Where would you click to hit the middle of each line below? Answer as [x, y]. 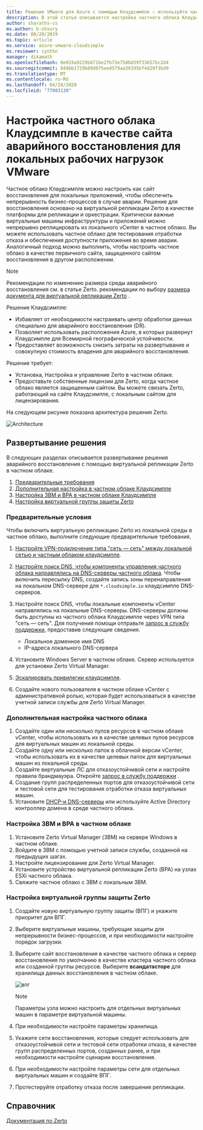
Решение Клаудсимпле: [37, 307]
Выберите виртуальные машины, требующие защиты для [89, 929]
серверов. [28, 592]
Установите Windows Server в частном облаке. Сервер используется [105, 659]
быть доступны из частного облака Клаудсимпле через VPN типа [100, 616]
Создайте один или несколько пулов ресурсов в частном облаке [99, 731]
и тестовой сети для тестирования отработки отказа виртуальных [101, 789]
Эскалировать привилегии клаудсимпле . [68, 678]
